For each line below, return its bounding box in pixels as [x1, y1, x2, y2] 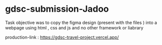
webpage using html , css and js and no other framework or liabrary [5, 24, 144, 30]
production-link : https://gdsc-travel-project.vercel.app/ [5, 34, 119, 40]
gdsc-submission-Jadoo [5, 3, 109, 15]
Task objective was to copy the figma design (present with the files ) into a [5, 20, 158, 25]
